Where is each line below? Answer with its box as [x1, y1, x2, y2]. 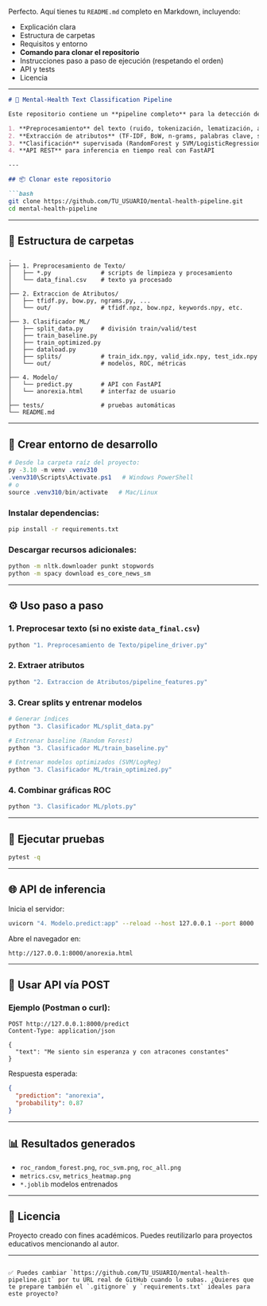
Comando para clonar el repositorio [19, 48, 140, 57]
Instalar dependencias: [8, 507, 99, 518]
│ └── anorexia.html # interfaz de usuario [8, 388, 176, 396]
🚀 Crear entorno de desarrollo [8, 437, 158, 451]
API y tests [19, 65, 56, 74]
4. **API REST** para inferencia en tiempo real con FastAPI [8, 147, 215, 154]
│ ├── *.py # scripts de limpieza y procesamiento [8, 269, 233, 277]
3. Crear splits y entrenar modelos [8, 697, 143, 708]
